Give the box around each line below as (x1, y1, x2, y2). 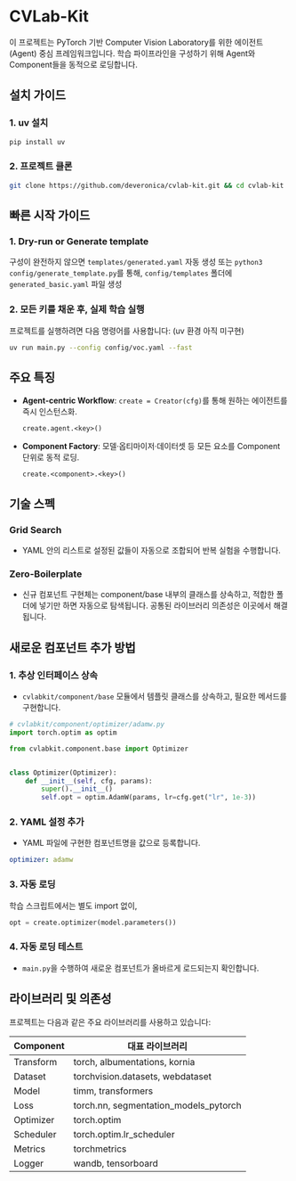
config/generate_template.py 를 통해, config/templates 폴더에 (9, 267, 233, 278)
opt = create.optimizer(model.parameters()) (9, 918, 177, 927)
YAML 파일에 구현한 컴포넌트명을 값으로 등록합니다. (21, 838, 201, 849)
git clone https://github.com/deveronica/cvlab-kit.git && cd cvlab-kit (9, 181, 284, 190)
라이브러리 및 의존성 (9, 991, 112, 1006)
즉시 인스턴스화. (21, 406, 77, 417)
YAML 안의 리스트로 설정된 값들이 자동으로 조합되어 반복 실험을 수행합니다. (21, 545, 282, 556)
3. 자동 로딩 (9, 878, 56, 890)
